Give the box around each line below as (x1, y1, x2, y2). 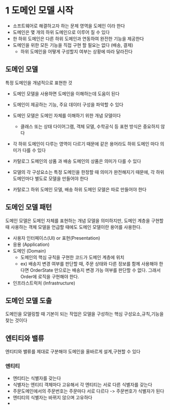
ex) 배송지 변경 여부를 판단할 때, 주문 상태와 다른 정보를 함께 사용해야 (20, 260, 158, 266)
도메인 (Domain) (12, 247, 46, 254)
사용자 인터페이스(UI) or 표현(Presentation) (12, 235, 100, 241)
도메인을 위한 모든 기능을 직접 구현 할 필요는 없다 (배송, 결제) (12, 42, 134, 48)
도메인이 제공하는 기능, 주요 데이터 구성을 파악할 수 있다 (12, 101, 124, 108)
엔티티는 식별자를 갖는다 (12, 375, 61, 381)
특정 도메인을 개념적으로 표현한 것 (5, 79, 73, 85)
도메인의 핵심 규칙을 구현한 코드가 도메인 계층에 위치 (20, 254, 124, 260)
